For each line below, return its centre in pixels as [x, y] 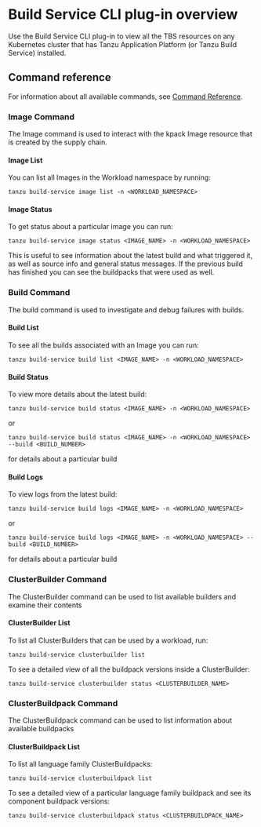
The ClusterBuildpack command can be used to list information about [120, 720]
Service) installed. [37, 53]
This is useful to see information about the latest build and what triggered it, [130, 256]
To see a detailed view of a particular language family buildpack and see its [130, 793]
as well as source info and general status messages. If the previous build [125, 264]
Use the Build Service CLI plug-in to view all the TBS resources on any [121, 36]
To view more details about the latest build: [78, 395]
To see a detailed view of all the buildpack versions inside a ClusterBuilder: [129, 669]
